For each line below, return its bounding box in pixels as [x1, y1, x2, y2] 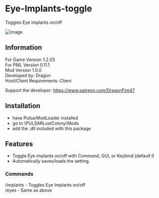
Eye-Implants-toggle [5, 3, 92, 14]
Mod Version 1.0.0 [5, 67, 42, 73]
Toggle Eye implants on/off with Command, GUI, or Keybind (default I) [12, 153, 155, 159]
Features [5, 139, 33, 148]
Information [5, 43, 42, 52]
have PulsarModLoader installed [12, 115, 78, 121]
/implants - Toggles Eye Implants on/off [5, 182, 85, 188]
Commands [5, 171, 34, 178]
